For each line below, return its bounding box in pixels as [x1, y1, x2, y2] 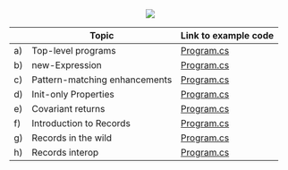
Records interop [31, 147, 99, 158]
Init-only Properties [31, 89, 114, 100]
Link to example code [180, 30, 275, 41]
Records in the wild [31, 132, 113, 144]
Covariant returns [31, 103, 106, 115]
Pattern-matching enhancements [31, 73, 173, 86]
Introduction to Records [31, 117, 131, 129]
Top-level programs [31, 45, 116, 56]
